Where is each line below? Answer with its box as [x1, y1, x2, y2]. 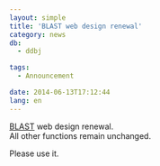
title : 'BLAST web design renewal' [9, 22, 143, 31]
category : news [9, 30, 67, 39]
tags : [9, 63, 30, 72]
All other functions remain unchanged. [9, 130, 151, 141]
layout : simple [9, 13, 67, 23]
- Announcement [17, 71, 75, 81]
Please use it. [9, 148, 59, 159]
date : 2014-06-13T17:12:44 [9, 88, 111, 97]
